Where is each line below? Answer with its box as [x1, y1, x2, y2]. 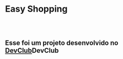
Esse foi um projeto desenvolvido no [5, 39, 119, 47]
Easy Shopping [5, 3, 68, 15]
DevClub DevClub [5, 46, 59, 55]
